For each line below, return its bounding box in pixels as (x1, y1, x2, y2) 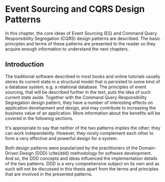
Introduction (5, 60, 44, 69)
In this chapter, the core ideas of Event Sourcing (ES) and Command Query (5, 30, 158, 36)
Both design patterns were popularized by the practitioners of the (5, 145, 138, 151)
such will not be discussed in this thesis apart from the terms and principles (5, 166, 159, 172)
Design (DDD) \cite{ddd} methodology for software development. (19, 150, 152, 156)
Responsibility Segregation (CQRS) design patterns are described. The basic (5, 36, 161, 41)
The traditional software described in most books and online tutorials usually (5, 73, 161, 79)
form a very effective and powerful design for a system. (5, 135, 118, 141)
